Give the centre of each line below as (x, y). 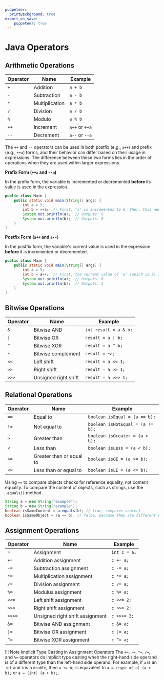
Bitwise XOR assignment (61, 640)
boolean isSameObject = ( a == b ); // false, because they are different (81, 515)
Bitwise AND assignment (62, 624)
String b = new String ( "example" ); (41, 506)
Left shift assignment (58, 600)
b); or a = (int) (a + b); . (32, 673)
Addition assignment (57, 561)
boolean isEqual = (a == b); (122, 417)
